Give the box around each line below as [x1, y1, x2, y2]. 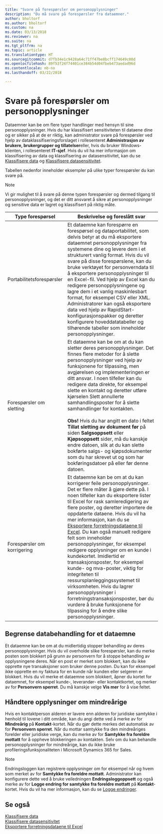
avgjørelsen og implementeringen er [67, 368, 150, 375]
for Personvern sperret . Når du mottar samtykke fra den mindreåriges [5, 726, 146, 732]
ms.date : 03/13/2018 [5, 30, 47, 34]
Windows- [120, 142, 142, 148]
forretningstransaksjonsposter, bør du [67, 595, 154, 602]
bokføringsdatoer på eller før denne [67, 460, 149, 467]
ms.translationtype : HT [5, 52, 53, 57]
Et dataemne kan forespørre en [67, 221, 138, 228]
